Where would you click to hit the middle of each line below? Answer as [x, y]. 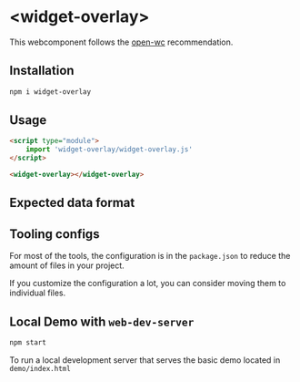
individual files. [38, 293]
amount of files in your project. [67, 265]
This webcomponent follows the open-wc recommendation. [121, 42]
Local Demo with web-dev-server [102, 321]
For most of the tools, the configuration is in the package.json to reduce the [150, 256]
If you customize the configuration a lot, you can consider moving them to [148, 284]
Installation [42, 71]
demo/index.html [40, 368]
